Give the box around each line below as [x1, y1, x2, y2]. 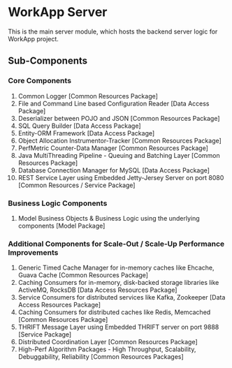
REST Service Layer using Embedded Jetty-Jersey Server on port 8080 [17, 173, 224, 182]
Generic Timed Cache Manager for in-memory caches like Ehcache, [17, 263, 215, 272]
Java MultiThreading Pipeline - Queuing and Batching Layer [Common [17, 151, 221, 159]
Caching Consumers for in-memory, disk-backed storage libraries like [17, 279, 219, 287]
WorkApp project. [8, 34, 59, 43]
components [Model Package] [17, 221, 106, 230]
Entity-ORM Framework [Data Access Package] [17, 128, 155, 137]
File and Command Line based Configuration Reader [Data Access [17, 99, 210, 108]
